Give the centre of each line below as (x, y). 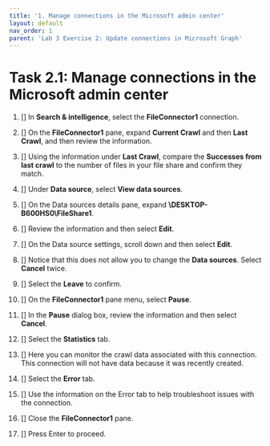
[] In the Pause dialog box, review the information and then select (129, 315)
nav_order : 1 (31, 30)
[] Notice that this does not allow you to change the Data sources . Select (141, 260)
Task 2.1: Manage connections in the (133, 78)
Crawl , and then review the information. (86, 141)
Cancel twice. (44, 269)
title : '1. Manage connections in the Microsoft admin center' (117, 16)
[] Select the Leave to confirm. (71, 284)
